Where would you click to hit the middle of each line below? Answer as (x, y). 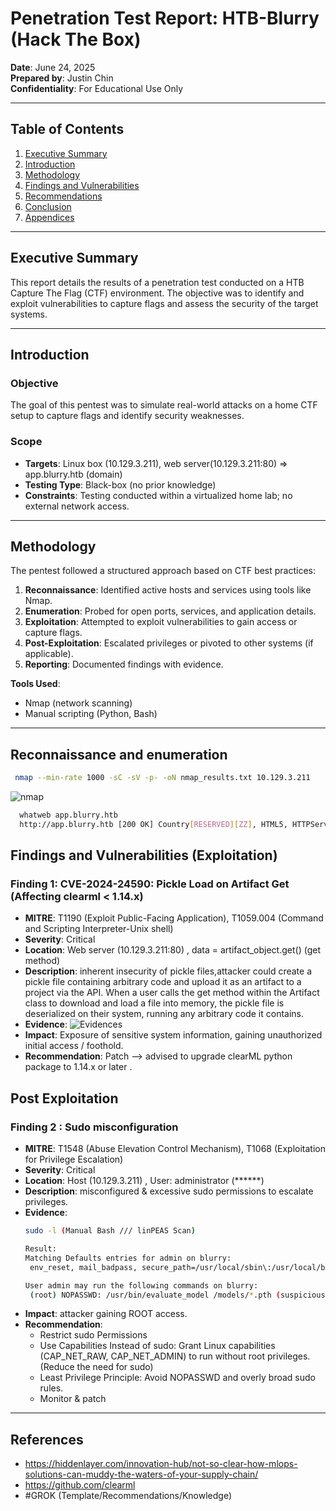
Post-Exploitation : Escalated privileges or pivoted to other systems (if (169, 643)
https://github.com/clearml (80, 1485)
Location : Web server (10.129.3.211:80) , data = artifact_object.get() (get (172, 950)
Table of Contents (67, 129)
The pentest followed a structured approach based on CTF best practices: (163, 571)
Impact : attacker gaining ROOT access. (106, 1314)
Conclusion (48, 206)
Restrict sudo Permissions (93, 1335)
